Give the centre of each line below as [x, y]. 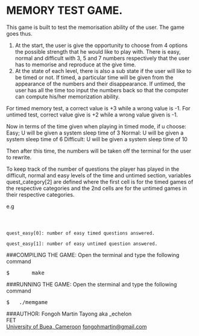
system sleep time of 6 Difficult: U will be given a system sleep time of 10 [97, 139]
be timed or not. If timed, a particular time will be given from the [94, 77]
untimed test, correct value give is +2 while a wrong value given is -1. [92, 115]
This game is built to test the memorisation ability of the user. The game [96, 27]
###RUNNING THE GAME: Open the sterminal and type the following [92, 284]
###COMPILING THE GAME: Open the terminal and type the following [93, 255]
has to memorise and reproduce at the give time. [75, 65]
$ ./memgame [27, 302]
